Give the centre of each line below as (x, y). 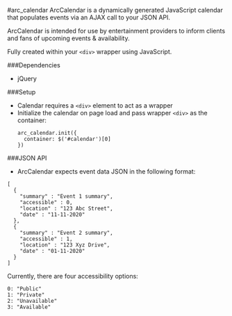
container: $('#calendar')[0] (67, 139)
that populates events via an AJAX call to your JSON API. (89, 17)
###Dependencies (34, 65)
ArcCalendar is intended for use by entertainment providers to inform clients (116, 31)
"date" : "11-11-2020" (52, 215)
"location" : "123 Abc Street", (66, 208)
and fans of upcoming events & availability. (68, 38)
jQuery (27, 78)
